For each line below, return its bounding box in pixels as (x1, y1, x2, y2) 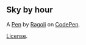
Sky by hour (6, 5, 53, 15)
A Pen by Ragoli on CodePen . (6, 20, 81, 28)
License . (6, 32, 28, 40)
